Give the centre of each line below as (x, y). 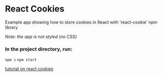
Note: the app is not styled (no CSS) (41, 37)
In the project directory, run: (39, 49)
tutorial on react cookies (29, 69)
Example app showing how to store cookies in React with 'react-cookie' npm (81, 22)
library (11, 27)
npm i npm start (21, 60)
